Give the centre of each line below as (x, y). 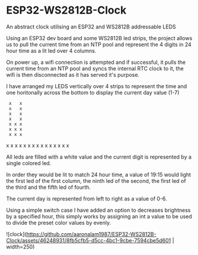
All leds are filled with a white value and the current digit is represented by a (99, 157)
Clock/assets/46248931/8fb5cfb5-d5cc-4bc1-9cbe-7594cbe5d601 (89, 240)
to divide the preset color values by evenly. (59, 222)
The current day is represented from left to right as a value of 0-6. (87, 198)
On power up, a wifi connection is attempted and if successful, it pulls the (96, 62)
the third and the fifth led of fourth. (48, 187)
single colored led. (29, 163)
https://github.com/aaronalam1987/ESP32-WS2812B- (91, 234)
